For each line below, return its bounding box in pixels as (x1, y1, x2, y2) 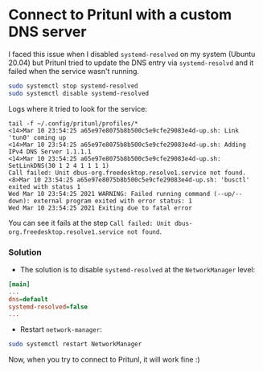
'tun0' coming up (8, 133, 67, 141)
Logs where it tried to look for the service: (8, 104, 147, 113)
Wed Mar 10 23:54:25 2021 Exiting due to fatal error (8, 203, 193, 212)
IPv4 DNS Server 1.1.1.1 (8, 147, 92, 156)
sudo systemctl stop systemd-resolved (8, 82, 138, 90)
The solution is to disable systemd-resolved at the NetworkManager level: (19, 264, 256, 274)
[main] (8, 280, 31, 288)
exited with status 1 (8, 182, 81, 190)
